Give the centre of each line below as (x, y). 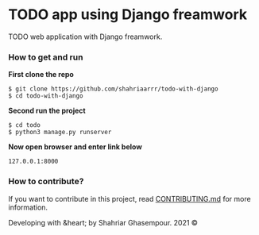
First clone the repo (41, 75)
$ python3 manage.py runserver (60, 133)
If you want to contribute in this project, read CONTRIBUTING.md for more (130, 198)
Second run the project (47, 111)
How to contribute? (46, 182)
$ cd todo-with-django (46, 96)
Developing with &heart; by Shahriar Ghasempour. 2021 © (103, 222)
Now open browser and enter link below (75, 147)
